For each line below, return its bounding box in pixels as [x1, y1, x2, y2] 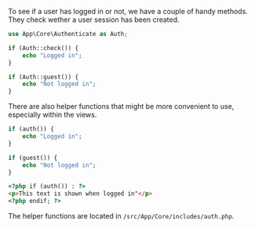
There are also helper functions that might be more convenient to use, [8, 102, 235, 111]
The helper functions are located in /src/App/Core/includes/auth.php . [8, 212, 235, 220]
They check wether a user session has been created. [8, 15, 180, 24]
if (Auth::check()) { [8, 44, 79, 52]
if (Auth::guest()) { [8, 73, 79, 81]
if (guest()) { [8, 154, 58, 161]
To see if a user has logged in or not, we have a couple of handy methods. [8, 7, 249, 16]
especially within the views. [8, 110, 97, 120]
